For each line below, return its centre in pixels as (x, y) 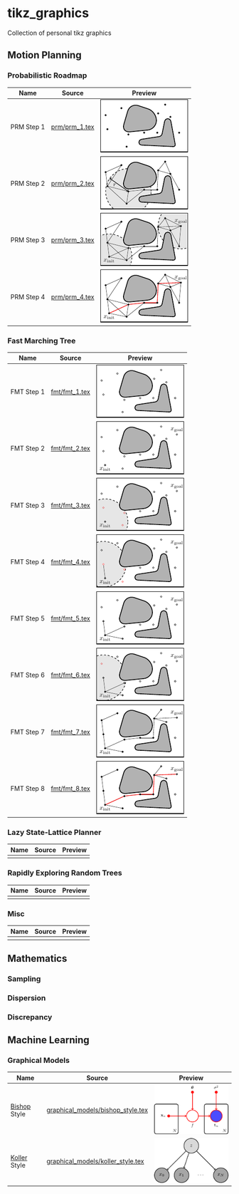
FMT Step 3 (27, 505)
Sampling (24, 979)
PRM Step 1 (28, 127)
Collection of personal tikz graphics (59, 33)
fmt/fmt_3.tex (70, 505)
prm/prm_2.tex (73, 184)
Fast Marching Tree (42, 341)
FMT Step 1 (27, 392)
